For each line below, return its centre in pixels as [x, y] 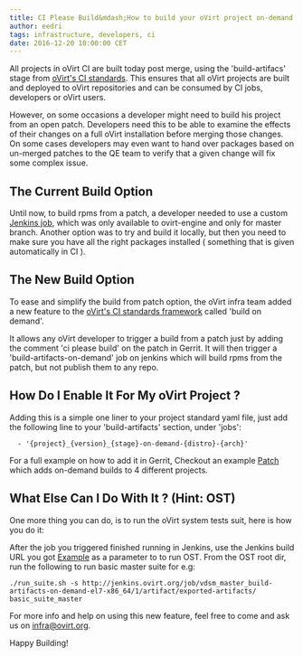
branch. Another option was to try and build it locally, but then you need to [148, 232]
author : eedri [36, 26]
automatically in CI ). [47, 252]
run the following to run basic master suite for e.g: [103, 567]
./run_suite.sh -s [44, 583]
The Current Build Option [81, 191]
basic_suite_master [46, 599]
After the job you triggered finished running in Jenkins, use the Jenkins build [152, 547]
